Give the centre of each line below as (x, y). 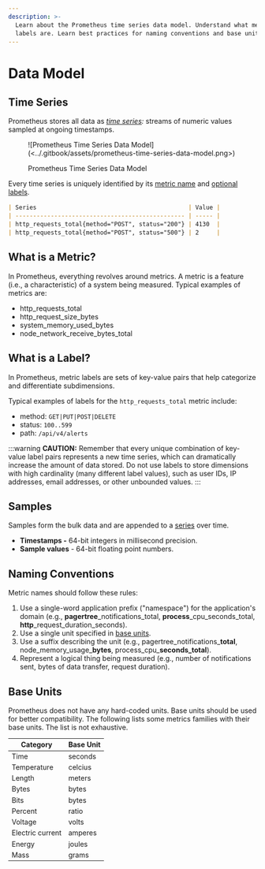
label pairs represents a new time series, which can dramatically (132, 457)
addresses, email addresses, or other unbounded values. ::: (105, 482)
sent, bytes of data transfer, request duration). (95, 667)
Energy (23, 844)
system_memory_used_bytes (67, 325)
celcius (80, 767)
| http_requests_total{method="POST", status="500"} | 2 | (114, 233)
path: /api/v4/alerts (54, 433)
